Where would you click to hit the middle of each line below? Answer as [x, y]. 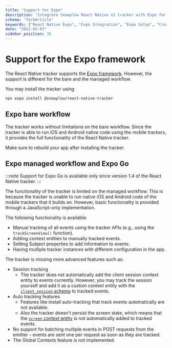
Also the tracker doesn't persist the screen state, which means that [91, 313]
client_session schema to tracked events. [65, 291]
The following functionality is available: [46, 218]
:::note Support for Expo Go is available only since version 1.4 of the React [83, 176]
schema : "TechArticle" [29, 20]
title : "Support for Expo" [34, 10]
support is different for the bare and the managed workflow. [68, 79]
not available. [34, 307]
